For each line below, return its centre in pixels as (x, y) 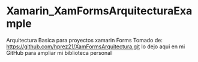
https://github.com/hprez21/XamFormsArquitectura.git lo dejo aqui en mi (96, 46)
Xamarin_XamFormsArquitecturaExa (99, 11)
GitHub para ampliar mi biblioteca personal (59, 52)
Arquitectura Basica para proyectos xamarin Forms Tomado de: (85, 40)
